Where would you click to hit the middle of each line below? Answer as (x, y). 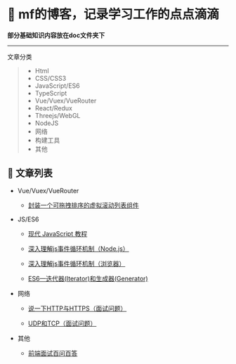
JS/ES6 (28, 219)
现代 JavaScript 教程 (58, 233)
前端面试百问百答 (53, 353)
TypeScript (51, 93)
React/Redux (53, 108)
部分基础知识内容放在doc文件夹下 (56, 35)
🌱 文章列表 (30, 173)
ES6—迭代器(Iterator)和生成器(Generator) (88, 278)
